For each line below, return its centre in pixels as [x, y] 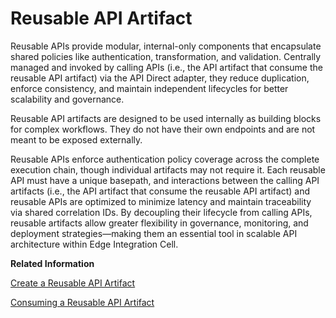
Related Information [52, 263]
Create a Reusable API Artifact [73, 283]
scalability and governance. [67, 99]
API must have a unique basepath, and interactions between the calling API [165, 180]
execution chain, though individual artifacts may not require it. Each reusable [168, 169]
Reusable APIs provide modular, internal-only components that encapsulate [166, 46]
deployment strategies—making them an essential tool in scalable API [154, 233]
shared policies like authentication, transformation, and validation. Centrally [166, 56]
